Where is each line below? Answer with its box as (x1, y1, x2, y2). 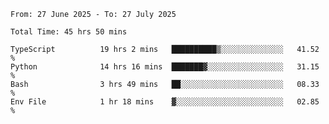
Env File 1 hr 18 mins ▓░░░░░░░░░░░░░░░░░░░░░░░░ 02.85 (10, 97, 320, 107)
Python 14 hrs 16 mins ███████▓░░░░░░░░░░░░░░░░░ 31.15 (10, 62, 320, 72)
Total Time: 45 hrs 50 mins (10, 27, 128, 37)
